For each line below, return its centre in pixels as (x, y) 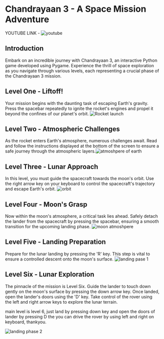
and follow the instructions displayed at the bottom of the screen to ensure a (82, 146)
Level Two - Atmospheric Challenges (62, 129)
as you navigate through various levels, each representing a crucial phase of (82, 71)
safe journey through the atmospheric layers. (50, 151)
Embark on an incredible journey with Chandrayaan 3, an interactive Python (81, 60)
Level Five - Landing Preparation (56, 242)
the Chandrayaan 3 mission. (33, 76)
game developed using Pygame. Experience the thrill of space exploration (80, 65)
